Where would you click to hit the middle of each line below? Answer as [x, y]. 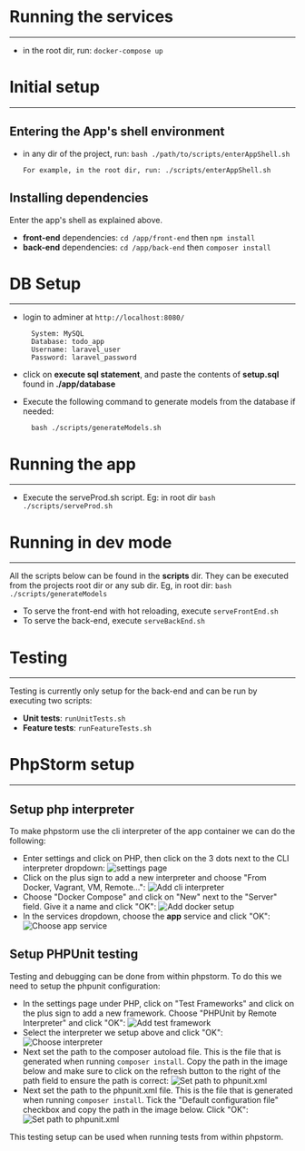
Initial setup [54, 87]
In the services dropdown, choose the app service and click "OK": [146, 916]
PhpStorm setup [72, 765]
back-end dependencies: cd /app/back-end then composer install [147, 247]
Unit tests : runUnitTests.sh [74, 718]
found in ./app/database [69, 384]
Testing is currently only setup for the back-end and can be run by [133, 691]
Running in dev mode [91, 542]
